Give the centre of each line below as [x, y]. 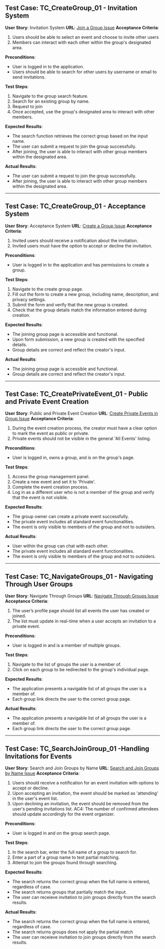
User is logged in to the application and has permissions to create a [80, 265]
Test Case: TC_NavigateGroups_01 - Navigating [79, 576]
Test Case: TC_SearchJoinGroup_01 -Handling [77, 748]
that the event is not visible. [40, 497]
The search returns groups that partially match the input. [69, 892]
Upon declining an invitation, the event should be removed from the [80, 804]
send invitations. [29, 77]
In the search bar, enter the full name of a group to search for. [75, 852]
